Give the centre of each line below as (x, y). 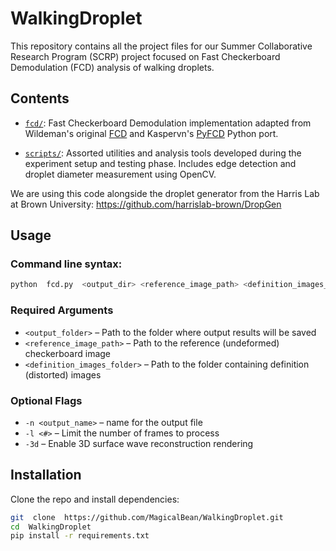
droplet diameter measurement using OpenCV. (120, 174)
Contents (40, 98)
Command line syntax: (66, 264)
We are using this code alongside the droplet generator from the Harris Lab (165, 193)
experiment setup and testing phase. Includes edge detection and (160, 163)
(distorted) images (63, 374)
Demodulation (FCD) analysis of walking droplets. (112, 67)
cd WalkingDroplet (51, 527)
